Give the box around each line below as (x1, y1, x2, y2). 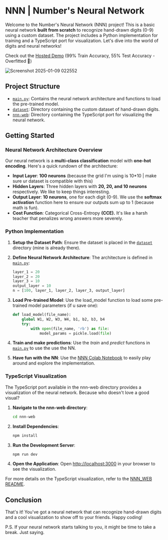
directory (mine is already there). (12, 245, 81, 251)
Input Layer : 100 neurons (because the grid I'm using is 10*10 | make (12, 173, 157, 179)
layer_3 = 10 (12, 279, 40, 284)
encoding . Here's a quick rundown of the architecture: (5, 163, 118, 169)
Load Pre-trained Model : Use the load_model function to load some (12, 297, 153, 303)
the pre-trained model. (12, 101, 59, 107)
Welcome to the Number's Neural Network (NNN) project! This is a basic (5, 22, 155, 28)
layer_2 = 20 (12, 274, 40, 279)
